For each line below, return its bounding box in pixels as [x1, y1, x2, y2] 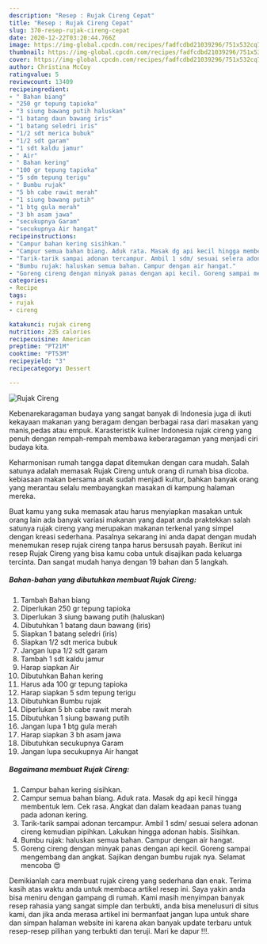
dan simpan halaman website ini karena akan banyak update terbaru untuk [9, 918, 252, 927]
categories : [9, 276, 48, 285]
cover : [9, 56, 31, 64]
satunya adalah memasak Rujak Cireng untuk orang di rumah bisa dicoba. [9, 466, 249, 475]
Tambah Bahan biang [20, 595, 90, 604]
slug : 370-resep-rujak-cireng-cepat [9, 26, 130, 34]
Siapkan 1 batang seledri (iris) [20, 629, 118, 638]
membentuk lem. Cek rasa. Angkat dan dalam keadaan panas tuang [20, 801, 242, 811]
